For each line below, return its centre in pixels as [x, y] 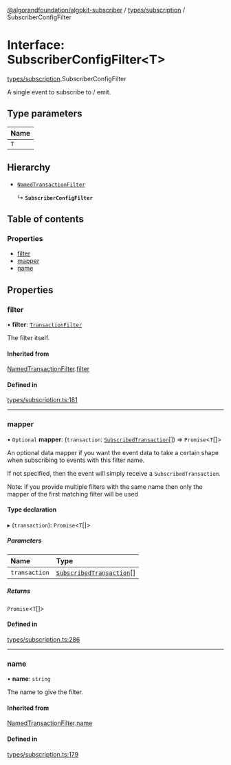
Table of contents [45, 219]
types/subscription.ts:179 [43, 754]
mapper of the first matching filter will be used [73, 494]
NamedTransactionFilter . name [50, 723]
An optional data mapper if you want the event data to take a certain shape [113, 452]
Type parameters [45, 114]
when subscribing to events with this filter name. [76, 460]
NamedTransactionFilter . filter [48, 369]
